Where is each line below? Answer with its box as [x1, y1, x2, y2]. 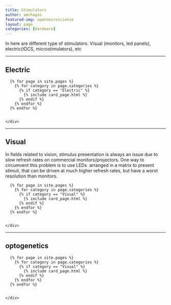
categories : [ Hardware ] [5, 27, 56, 32]
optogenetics [5, 242, 49, 250]
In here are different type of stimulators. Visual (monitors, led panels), [5, 40, 151, 46]
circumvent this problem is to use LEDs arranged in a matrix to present [5, 162, 154, 168]
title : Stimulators [5, 7, 47, 13]
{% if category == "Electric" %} [18, 88, 90, 93]
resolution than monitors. [5, 173, 58, 179]
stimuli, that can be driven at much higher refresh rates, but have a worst [5, 167, 158, 173]
